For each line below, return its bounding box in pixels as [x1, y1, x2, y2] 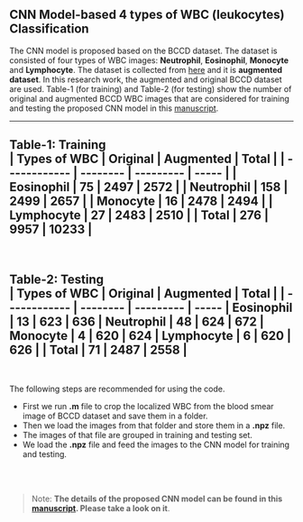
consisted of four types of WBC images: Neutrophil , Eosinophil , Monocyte [9, 54, 289, 66]
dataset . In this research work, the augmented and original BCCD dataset [9, 74, 282, 85]
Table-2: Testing [9, 272, 105, 288]
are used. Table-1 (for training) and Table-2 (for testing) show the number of [9, 83, 292, 94]
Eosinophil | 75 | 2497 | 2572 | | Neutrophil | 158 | [9, 179, 289, 195]
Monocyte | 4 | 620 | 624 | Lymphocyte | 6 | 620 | [9, 328, 291, 343]
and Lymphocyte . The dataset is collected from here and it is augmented [9, 64, 282, 75]
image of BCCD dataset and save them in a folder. [22, 410, 208, 422]
